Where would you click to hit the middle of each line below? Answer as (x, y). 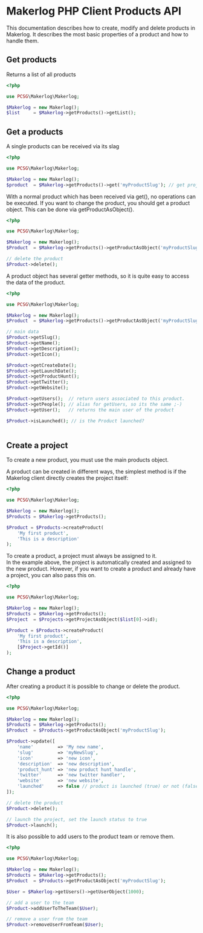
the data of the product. (36, 282)
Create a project (37, 445)
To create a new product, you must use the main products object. (88, 460)
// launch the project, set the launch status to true (77, 819)
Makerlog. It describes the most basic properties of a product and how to (97, 34)
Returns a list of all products (41, 74)
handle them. (23, 41)
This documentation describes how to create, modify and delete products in (101, 28)
